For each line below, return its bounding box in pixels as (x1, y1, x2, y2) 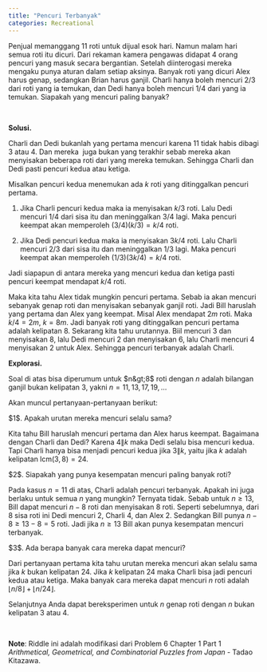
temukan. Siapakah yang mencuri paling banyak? (8, 92, 170, 101)
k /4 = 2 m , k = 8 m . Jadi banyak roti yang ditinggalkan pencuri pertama (8, 317, 240, 327)
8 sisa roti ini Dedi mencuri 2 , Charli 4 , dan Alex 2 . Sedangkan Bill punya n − (8, 510, 257, 520)
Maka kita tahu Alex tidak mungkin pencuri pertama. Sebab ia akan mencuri (8, 292, 257, 302)
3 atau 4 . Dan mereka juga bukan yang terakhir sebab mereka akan (8, 147, 231, 156)
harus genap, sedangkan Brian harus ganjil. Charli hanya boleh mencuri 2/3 (8, 75, 256, 85)
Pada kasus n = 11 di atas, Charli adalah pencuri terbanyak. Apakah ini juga (8, 484, 255, 495)
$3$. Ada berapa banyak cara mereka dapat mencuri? (8, 543, 186, 552)
